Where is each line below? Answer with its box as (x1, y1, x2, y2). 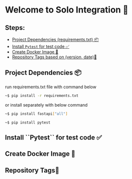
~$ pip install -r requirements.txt (5, 93, 79, 98)
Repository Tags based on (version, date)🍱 (12, 54, 97, 60)
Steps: (5, 24, 25, 32)
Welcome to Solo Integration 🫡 (5, 4, 129, 15)
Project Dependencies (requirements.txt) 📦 (12, 37, 99, 42)
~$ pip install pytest (5, 120, 51, 125)
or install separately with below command (5, 102, 88, 108)
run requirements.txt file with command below (5, 84, 96, 90)
